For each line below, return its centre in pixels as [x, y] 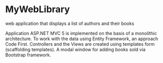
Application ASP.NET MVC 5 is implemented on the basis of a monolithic [81, 33]
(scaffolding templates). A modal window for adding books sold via [76, 49]
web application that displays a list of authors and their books [70, 23]
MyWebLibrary [38, 9]
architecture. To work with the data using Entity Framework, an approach [82, 39]
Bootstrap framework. [28, 55]
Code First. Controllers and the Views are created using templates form [80, 44]
